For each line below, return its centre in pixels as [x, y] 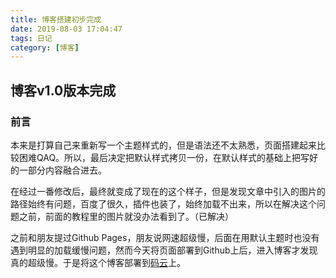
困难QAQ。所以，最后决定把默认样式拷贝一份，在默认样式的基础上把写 [164, 157]
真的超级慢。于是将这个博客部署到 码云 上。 [98, 262]
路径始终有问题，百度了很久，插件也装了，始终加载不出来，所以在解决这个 [163, 203]
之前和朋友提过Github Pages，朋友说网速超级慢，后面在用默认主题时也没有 [165, 237]
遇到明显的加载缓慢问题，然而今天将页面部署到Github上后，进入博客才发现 [164, 250]
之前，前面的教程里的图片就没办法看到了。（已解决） [126, 216]
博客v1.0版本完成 [63, 90]
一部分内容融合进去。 [62, 170]
